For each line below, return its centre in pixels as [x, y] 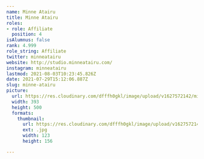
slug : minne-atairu [31, 85]
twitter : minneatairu [34, 57]
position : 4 [27, 34]
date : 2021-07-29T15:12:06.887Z [47, 79]
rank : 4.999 [21, 46]
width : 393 [25, 102]
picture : [17, 91]
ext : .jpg [35, 130]
